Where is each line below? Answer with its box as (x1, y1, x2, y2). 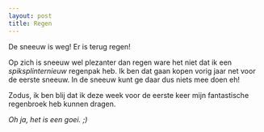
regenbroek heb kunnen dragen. (8, 99, 116, 109)
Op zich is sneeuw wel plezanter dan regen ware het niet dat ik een (8, 57, 233, 67)
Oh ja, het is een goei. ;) (8, 114, 88, 124)
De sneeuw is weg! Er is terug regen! (8, 41, 131, 51)
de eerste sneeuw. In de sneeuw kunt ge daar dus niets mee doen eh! (8, 75, 241, 84)
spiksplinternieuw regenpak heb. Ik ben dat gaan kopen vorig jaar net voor (8, 66, 256, 75)
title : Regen (8, 19, 52, 28)
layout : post (8, 11, 52, 20)
